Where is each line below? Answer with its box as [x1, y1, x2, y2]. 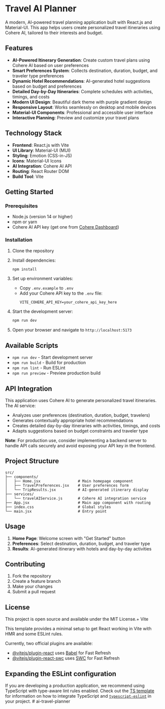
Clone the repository [12, 247, 54, 254]
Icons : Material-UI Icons [12, 158, 62, 164]
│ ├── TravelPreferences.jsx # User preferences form [5, 483, 129, 488]
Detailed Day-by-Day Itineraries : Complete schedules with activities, [12, 88, 153, 94]
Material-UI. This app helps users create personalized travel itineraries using [5, 24, 161, 30]
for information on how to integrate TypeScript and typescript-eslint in [5, 693, 152, 699]
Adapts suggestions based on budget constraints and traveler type [12, 428, 148, 434]
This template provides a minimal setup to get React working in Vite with [5, 626, 152, 632]
